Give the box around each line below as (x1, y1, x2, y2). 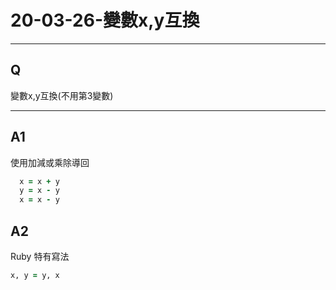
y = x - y (19, 186, 60, 196)
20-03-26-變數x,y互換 (10, 9, 200, 32)
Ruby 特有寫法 (10, 251, 70, 262)
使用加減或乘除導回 (10, 156, 90, 168)
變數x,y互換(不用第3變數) (10, 89, 114, 101)
